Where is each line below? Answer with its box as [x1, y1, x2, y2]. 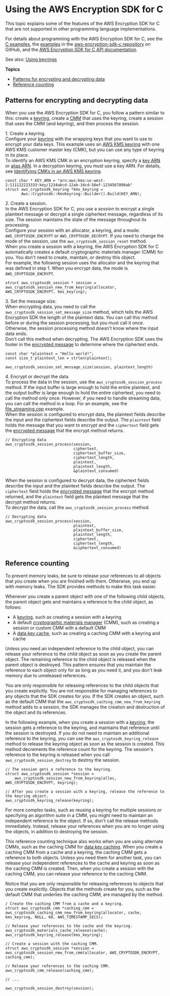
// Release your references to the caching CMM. [5, 963, 110, 969]
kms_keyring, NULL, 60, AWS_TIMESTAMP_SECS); [5, 914, 103, 920]
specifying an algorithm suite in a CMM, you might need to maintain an [5, 812, 153, 818]
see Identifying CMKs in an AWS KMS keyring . [5, 168, 103, 174]
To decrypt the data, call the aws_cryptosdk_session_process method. [5, 504, 150, 510]
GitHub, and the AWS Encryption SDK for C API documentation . [5, 46, 138, 52]
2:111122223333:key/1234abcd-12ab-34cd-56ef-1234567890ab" [5, 182, 133, 188]
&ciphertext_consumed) [73, 545, 122, 550]
